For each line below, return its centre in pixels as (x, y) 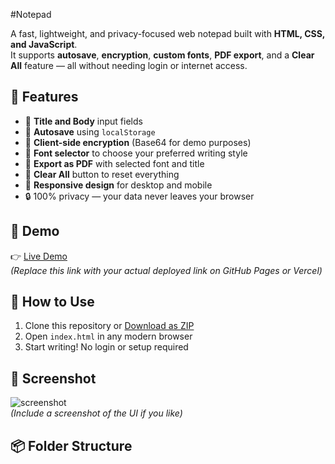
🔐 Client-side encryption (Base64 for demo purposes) (138, 142)
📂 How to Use (52, 302)
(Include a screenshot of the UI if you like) (96, 413)
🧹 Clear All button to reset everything (102, 174)
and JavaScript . (44, 44)
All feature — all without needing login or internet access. (129, 65)
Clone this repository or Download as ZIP (109, 326)
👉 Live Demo (39, 256)
